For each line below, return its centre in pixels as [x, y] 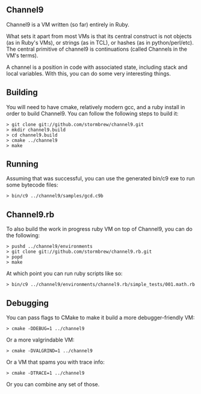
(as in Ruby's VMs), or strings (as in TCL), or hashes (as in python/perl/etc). [100, 42]
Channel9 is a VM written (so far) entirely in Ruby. [68, 24]
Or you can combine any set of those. [53, 384]
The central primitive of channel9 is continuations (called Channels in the [97, 49]
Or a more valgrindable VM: [41, 340]
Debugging [28, 303]
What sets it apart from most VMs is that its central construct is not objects [99, 36]
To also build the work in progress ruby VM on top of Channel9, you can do [99, 229]
